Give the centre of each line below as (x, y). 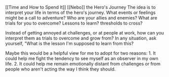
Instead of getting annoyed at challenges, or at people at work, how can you (85, 33)
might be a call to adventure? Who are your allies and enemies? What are (81, 18)
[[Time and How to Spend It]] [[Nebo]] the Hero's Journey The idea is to (80, 7)
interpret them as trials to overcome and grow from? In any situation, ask (81, 38)
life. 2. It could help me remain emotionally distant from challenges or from (83, 64)
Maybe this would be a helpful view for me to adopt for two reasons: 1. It (80, 53)
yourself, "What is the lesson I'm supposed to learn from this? (70, 43)
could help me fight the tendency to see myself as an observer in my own (82, 58)
